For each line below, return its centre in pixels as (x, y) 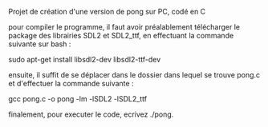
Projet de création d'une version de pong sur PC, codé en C (107, 12)
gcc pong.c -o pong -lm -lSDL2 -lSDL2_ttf (77, 99)
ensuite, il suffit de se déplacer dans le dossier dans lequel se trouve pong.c (134, 75)
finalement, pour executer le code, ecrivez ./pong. (91, 114)
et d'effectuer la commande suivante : (71, 83)
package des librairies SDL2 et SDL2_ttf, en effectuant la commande (121, 36)
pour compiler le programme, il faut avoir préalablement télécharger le (124, 27)
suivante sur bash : (40, 44)
